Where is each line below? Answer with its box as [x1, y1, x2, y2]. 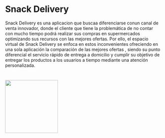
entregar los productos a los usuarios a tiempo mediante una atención [5, 57, 148, 63]
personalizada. [5, 62, 36, 68]
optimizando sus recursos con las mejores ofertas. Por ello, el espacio [5, 36, 149, 42]
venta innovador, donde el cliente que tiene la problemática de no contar [5, 25, 154, 31]
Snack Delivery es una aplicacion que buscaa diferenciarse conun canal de [5, 20, 159, 26]
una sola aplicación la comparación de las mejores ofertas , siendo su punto [5, 46, 161, 52]
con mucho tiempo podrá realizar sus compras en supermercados [5, 30, 140, 36]
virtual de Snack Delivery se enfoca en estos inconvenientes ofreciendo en [5, 41, 159, 47]
